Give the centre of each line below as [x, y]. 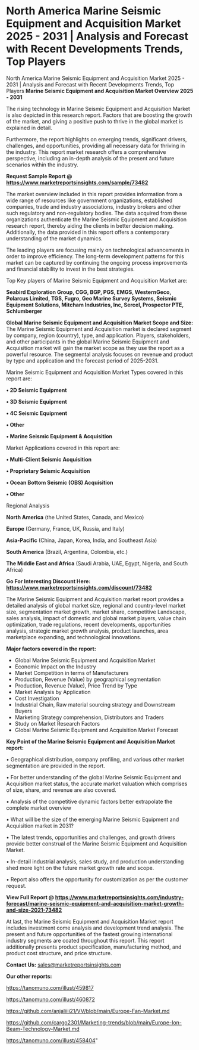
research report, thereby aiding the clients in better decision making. [90, 225]
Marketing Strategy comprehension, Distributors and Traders [89, 717]
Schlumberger [24, 311]
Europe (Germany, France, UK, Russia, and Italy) [65, 528]
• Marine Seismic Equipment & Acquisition [59, 436]
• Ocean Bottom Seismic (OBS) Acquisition [60, 482]
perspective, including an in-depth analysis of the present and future [90, 158]
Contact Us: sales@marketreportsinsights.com [64, 965]
